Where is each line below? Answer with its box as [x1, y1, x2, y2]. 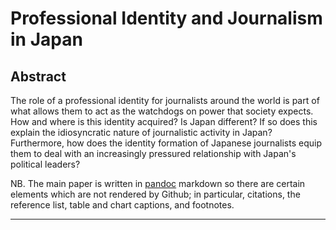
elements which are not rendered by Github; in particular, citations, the [10, 188, 301, 200]
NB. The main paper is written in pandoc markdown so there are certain [10, 178, 306, 189]
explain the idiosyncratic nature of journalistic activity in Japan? [10, 127, 273, 138]
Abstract [10, 68, 67, 85]
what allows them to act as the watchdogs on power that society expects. [10, 105, 314, 117]
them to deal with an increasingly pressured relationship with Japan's [10, 148, 297, 159]
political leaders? [10, 158, 81, 170]
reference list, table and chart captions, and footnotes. [10, 199, 235, 211]
